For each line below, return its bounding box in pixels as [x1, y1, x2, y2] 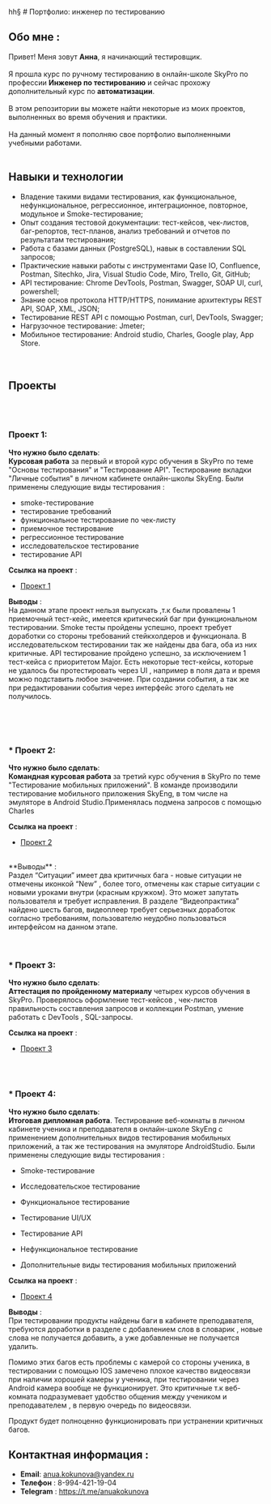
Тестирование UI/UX [19, 1212, 91, 1223]
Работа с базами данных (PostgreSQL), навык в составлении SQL [19, 243, 247, 253]
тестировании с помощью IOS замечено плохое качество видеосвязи [8, 1365, 251, 1375]
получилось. [8, 691, 53, 701]
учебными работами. [8, 138, 83, 148]
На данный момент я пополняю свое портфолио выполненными [8, 129, 231, 139]
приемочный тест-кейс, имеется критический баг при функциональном [8, 614, 257, 623]
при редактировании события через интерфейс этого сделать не [8, 683, 235, 692]
